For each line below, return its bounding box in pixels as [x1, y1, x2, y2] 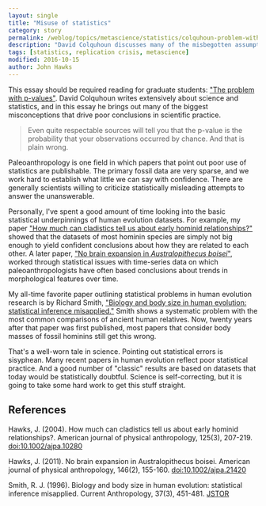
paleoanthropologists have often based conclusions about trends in [8, 265, 228, 275]
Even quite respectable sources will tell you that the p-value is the [27, 125, 243, 135]
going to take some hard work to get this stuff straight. [8, 380, 186, 390]
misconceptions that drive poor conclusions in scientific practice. [8, 110, 222, 120]
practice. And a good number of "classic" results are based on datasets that [8, 363, 256, 373]
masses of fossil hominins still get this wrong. [8, 331, 157, 341]
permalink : [8, 33, 44, 42]
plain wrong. [27, 142, 69, 151]
